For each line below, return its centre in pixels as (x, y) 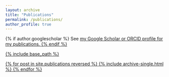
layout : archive (23, 10)
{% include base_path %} (32, 54)
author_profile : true (28, 24)
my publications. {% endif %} (36, 44)
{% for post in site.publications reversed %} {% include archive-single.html (84, 64)
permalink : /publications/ (34, 19)
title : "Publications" (29, 15)
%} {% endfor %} (24, 69)
